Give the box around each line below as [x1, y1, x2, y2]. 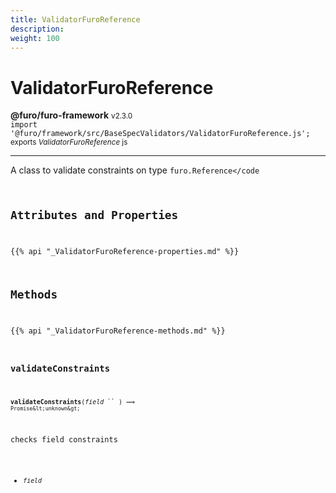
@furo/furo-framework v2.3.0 [10, 109, 133, 121]
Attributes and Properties [10, 208, 179, 223]
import [10, 120, 38, 130]
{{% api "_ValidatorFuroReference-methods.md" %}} [10, 326, 226, 336]
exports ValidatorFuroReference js [10, 137, 128, 148]
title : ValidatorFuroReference [10, 14, 141, 25]
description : [10, 24, 65, 34]
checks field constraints [10, 434, 118, 445]
